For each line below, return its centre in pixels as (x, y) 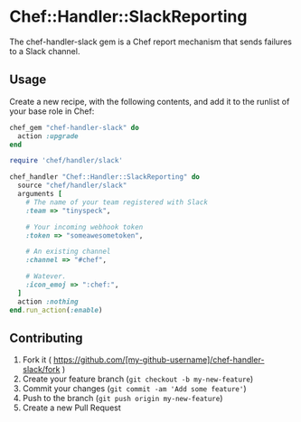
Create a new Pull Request (72, 408)
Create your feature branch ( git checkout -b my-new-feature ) (138, 379)
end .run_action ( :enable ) (56, 310)
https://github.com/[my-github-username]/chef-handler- (159, 360)
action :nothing (48, 301)
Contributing (46, 338)
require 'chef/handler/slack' (66, 161)
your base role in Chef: (52, 111)
